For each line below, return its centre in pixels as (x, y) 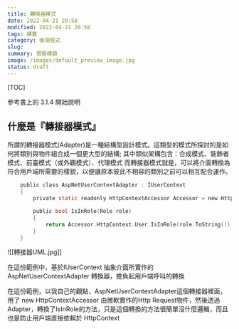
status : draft (28, 67)
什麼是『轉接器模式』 (54, 126)
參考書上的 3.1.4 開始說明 (44, 102)
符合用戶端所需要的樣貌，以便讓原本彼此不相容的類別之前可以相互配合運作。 (119, 172)
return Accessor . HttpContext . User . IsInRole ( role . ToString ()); (139, 224)
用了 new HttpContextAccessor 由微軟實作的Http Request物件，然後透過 (114, 301)
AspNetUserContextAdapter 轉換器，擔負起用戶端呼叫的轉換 (96, 276)
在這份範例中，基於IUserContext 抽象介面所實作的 (81, 267)
